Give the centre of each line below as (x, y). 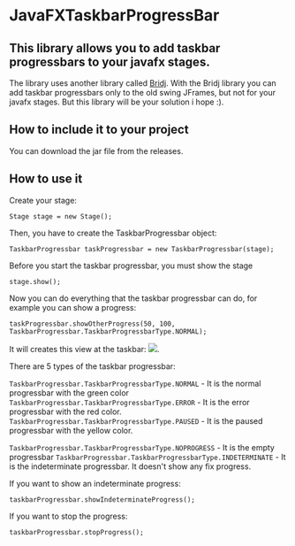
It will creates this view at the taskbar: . (85, 349)
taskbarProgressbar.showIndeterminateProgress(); (102, 500)
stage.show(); (35, 281)
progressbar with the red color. (65, 411)
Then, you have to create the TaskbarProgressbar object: (113, 233)
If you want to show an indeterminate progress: (95, 483)
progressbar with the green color (69, 392)
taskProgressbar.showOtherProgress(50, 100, (92, 324)
